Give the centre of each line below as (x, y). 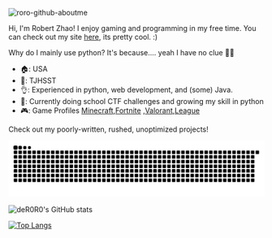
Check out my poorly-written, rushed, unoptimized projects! (108, 129)
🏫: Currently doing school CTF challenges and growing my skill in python (142, 101)
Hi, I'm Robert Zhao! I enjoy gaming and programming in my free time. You (133, 28)
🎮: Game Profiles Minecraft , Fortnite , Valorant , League (110, 110)
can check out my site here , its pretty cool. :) (83, 37)
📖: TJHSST (38, 80)
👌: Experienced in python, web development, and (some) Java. (126, 90)
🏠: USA (34, 69)
